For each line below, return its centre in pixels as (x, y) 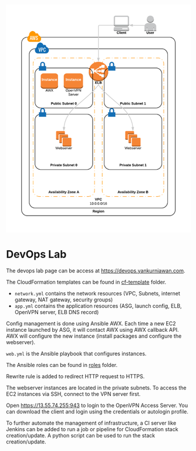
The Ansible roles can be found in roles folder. (62, 365)
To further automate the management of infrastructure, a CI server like (91, 423)
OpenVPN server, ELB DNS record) (57, 312)
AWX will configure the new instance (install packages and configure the (94, 336)
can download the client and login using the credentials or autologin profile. (97, 411)
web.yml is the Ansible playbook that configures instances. (76, 354)
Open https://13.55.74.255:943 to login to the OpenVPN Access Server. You (97, 405)
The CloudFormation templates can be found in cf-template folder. (86, 282)
